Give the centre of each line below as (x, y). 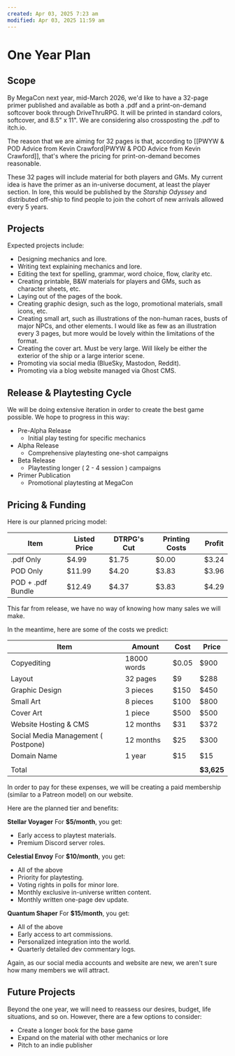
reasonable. (24, 163)
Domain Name (34, 755)
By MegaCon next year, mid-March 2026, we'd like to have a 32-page (108, 97)
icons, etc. (32, 311)
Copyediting (31, 663)
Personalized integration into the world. (74, 941)
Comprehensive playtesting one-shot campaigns (98, 453)
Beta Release (36, 460)
